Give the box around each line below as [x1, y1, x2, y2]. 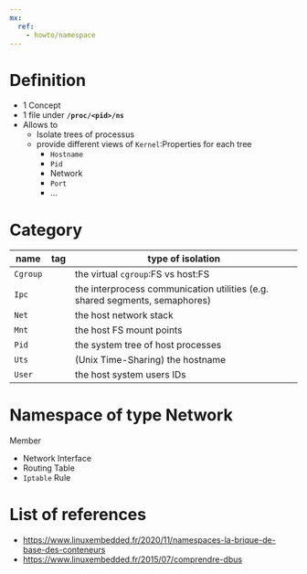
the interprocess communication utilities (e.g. [74, 282, 270, 295]
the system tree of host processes [74, 339, 222, 352]
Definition [9, 69, 87, 90]
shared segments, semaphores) [74, 294, 212, 307]
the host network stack [74, 309, 174, 322]
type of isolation [147, 252, 221, 265]
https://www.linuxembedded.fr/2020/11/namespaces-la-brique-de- [22, 535, 276, 546]
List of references [9, 505, 147, 526]
